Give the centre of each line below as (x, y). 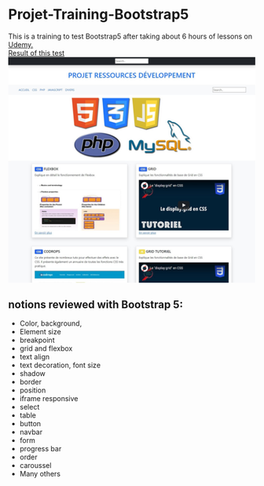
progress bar (40, 449)
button (30, 424)
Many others (40, 474)
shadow (32, 374)
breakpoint (37, 341)
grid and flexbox (46, 348)
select (29, 407)
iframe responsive (49, 399)
